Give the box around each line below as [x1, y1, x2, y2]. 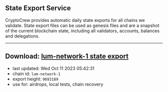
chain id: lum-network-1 [12, 71, 61, 77]
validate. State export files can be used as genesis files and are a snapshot [5, 22, 159, 28]
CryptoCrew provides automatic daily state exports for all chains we [5, 17, 145, 23]
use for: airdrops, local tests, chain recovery [12, 81, 103, 87]
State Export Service [5, 4, 71, 12]
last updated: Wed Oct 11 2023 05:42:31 [12, 65, 95, 71]
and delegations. [5, 33, 40, 39]
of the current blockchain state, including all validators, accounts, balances [5, 27, 160, 34]
